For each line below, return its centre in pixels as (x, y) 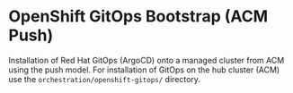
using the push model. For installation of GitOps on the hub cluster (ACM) (144, 70)
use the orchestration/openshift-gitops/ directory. (105, 79)
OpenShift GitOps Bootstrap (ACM (138, 17)
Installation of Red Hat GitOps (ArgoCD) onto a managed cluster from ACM (146, 60)
